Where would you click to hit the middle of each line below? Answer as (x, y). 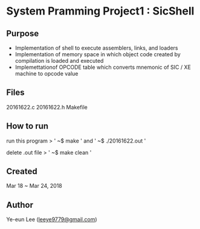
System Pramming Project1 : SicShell (100, 11)
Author (20, 205)
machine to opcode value (47, 73)
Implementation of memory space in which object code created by (98, 54)
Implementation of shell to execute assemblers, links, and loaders (96, 48)
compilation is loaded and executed (59, 61)
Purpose (23, 34)
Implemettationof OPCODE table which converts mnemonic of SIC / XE (103, 67)
